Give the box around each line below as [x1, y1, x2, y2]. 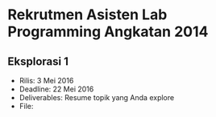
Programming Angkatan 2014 [7, 22, 209, 41]
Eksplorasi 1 [7, 54, 69, 68]
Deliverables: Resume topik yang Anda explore [19, 93, 175, 102]
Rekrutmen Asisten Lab [7, 6, 168, 24]
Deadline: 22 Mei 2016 [19, 84, 94, 94]
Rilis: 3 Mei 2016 [19, 76, 74, 85]
